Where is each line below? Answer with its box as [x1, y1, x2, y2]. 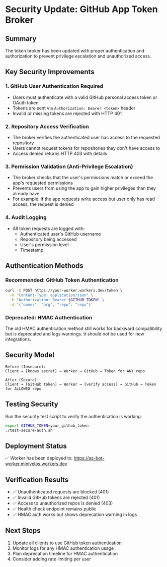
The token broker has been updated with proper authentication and [5, 48, 144, 53]
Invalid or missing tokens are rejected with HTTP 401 [12, 110, 122, 117]
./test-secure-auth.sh [5, 428, 53, 433]
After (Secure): [5, 377, 39, 382]
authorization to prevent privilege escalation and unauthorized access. [5, 53, 151, 59]
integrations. [5, 336, 32, 343]
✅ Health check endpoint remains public [12, 506, 97, 512]
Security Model [5, 351, 54, 359]
